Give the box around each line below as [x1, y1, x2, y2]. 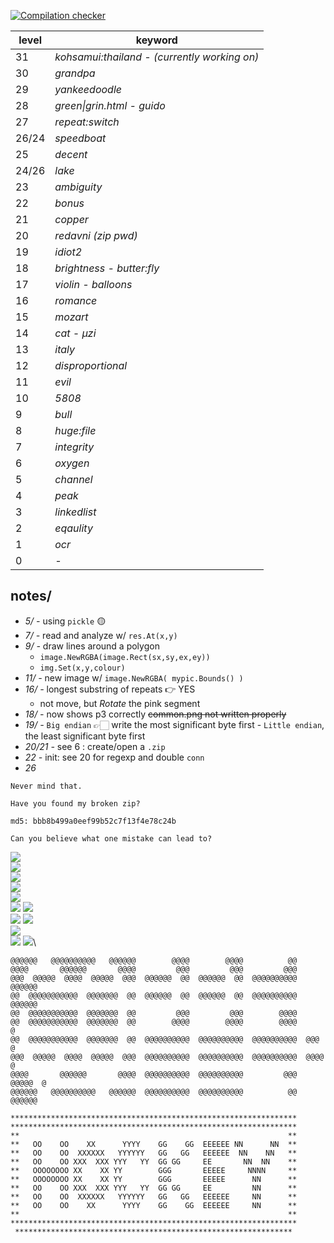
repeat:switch [54, 115, 120, 129]
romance [54, 294, 98, 307]
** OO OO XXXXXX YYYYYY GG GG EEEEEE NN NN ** [10, 1148, 298, 1158]
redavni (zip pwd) [54, 229, 138, 242]
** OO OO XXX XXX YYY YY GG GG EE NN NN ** [10, 1156, 298, 1167]
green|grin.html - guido [54, 99, 166, 112]
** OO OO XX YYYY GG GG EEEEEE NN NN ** [10, 1139, 298, 1149]
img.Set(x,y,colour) [39, 663, 126, 673]
